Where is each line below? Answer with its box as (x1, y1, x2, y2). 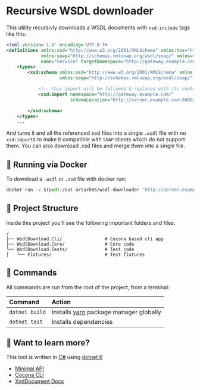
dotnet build (9, 308, 46, 315)
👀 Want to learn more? (6, 338, 90, 348)
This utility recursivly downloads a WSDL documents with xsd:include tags (6, 24, 190, 31)
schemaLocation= (70, 97, 111, 103)
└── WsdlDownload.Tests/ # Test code (6, 246, 135, 252)
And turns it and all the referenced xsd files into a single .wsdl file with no (6, 129, 186, 137)
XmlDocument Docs (14, 377, 64, 385)
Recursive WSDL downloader (6, 4, 154, 18)
